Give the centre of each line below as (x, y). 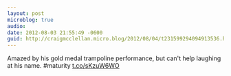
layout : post (26, 13)
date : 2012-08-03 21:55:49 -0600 (55, 33)
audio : (16, 26)
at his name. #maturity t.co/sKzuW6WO (64, 66)
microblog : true (30, 20)
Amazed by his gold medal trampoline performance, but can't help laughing (114, 58)
